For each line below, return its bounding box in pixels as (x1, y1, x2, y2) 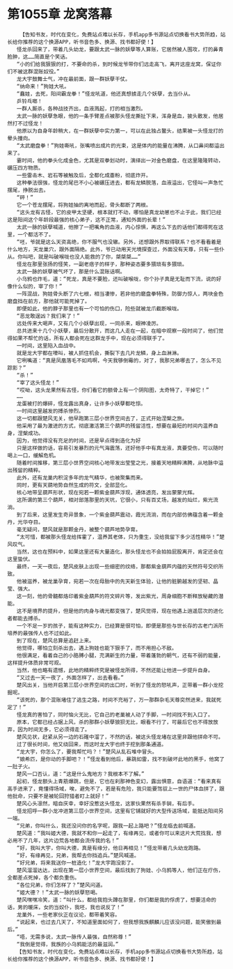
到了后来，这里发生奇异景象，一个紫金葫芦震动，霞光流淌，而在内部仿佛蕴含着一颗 (16, 511, 219, 518)
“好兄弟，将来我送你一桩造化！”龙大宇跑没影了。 (16, 859, 137, 867)
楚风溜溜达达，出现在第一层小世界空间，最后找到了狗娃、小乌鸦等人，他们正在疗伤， (16, 867, 224, 873)
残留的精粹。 (12, 466, 44, 474)
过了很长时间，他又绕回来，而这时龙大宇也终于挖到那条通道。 (16, 740, 167, 748)
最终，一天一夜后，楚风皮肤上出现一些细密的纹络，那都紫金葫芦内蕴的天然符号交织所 (16, 563, 224, 570)
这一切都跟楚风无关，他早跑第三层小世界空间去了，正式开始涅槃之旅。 (16, 415, 188, 422)
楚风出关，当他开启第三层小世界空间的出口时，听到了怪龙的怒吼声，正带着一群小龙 (16, 681, 219, 689)
